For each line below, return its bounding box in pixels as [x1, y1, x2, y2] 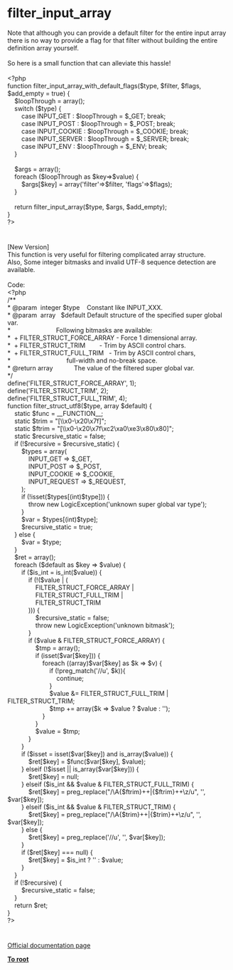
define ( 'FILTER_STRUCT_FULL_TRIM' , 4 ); [7, 394, 128, 403]
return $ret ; [13, 901, 48, 909]
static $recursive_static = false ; [13, 432, 107, 441]
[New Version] [7, 243, 50, 251]
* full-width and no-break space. [7, 356, 158, 365]
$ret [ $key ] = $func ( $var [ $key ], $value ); [28, 757, 146, 766]
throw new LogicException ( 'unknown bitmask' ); [35, 621, 175, 630]
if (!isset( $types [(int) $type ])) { [21, 493, 110, 501]
